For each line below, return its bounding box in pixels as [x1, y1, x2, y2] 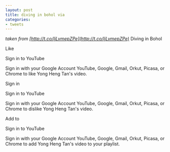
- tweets [5, 21, 24, 27]
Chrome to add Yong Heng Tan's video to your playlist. [5, 141, 120, 147]
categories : [5, 17, 31, 22]
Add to [5, 116, 19, 122]
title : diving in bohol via [5, 12, 65, 17]
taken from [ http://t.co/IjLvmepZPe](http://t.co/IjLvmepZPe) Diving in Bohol [5, 36, 162, 42]
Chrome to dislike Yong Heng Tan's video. [5, 106, 93, 112]
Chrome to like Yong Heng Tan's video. [5, 71, 88, 77]
